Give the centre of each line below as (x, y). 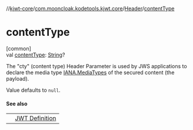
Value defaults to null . (33, 90)
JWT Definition (36, 118)
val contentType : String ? (36, 55)
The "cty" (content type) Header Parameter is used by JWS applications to (96, 66)
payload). (18, 78)
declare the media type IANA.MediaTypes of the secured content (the (90, 72)
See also (17, 104)
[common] (19, 48)
